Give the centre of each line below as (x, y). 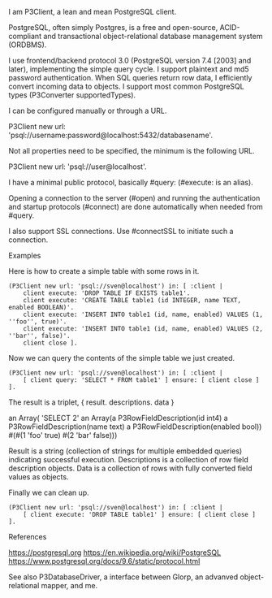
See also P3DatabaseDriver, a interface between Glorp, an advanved (123, 577)
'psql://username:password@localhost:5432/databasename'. (111, 135)
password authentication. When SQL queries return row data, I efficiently (130, 78)
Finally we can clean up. (49, 492)
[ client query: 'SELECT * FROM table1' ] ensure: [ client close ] (141, 380)
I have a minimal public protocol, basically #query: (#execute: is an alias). (131, 182)
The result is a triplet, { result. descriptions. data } (91, 402)
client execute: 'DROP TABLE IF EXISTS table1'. (107, 293)
